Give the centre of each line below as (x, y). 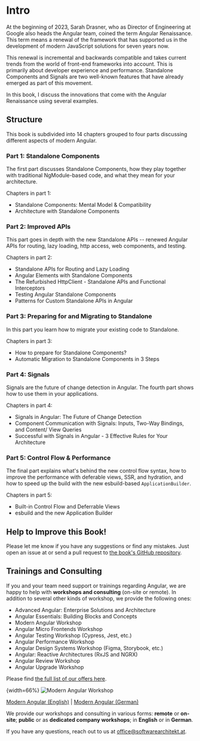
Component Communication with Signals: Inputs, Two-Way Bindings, (99, 423)
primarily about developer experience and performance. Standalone (90, 70)
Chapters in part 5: (29, 495)
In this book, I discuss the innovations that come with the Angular (87, 94)
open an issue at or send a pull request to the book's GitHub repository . (94, 553)
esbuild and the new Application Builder (64, 513)
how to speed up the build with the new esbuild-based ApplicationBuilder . (99, 483)
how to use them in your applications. (52, 394)
